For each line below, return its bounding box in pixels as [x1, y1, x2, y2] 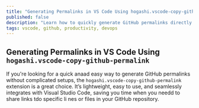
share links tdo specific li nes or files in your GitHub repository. [6, 96, 159, 103]
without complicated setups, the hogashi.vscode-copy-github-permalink [6, 77, 182, 84]
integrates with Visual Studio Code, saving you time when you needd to [6, 89, 181, 96]
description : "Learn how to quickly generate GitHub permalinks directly [6, 19, 192, 25]
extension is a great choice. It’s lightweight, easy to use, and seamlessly [6, 83, 182, 90]
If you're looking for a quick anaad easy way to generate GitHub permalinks [6, 70, 191, 77]
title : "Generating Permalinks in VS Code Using [6, 8, 129, 15]
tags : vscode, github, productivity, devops [6, 25, 118, 31]
